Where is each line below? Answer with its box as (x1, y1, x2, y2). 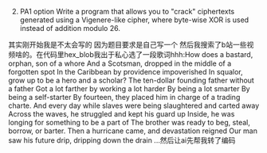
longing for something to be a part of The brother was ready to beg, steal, (8, 118, 251, 127)
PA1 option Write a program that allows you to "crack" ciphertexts (19, 7, 235, 16)
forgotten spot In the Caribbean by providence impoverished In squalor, (8, 67, 243, 76)
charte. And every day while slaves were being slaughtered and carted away (8, 101, 260, 110)
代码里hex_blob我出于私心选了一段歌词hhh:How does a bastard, (42, 50, 253, 59)
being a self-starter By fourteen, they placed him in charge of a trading (8, 93, 241, 101)
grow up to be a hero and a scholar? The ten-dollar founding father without (8, 75, 255, 85)
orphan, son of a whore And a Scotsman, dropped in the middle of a (8, 59, 232, 68)
